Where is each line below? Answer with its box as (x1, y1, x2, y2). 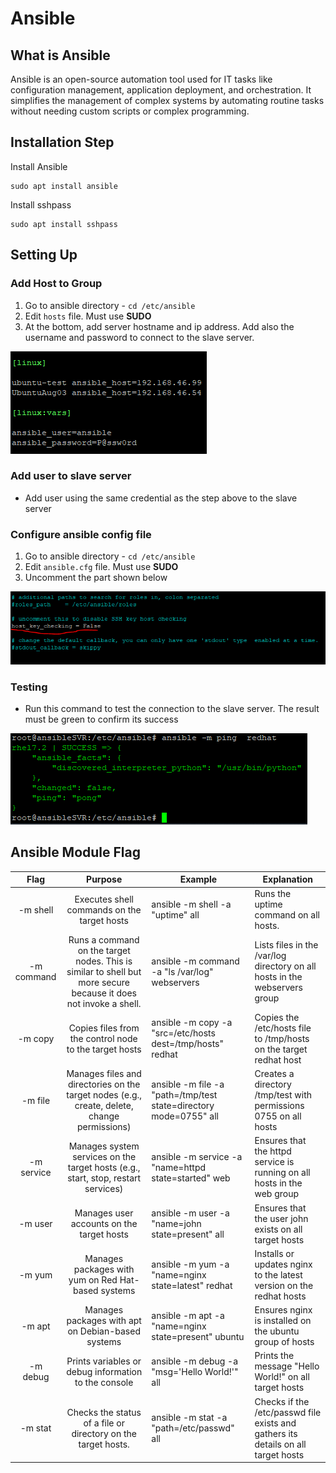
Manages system (68, 1140, 140, 1152)
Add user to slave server (10, 469, 132, 483)
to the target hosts (66, 1043, 142, 1055)
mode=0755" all (151, 1110, 219, 1122)
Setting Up (10, 247, 78, 264)
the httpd (254, 1145, 292, 1157)
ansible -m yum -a (151, 1258, 230, 1270)
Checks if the (254, 1395, 310, 1407)
